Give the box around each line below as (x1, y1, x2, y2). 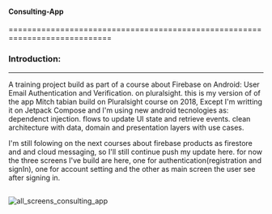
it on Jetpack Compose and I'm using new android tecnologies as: (8, 105, 229, 115)
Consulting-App (8, 6, 64, 16)
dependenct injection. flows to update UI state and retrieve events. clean (8, 113, 251, 123)
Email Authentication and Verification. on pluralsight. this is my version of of (8, 88, 261, 97)
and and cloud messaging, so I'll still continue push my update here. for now (8, 147, 263, 156)
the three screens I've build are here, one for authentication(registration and (8, 155, 261, 165)
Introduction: (8, 53, 62, 65)
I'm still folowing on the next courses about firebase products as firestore (8, 138, 253, 148)
